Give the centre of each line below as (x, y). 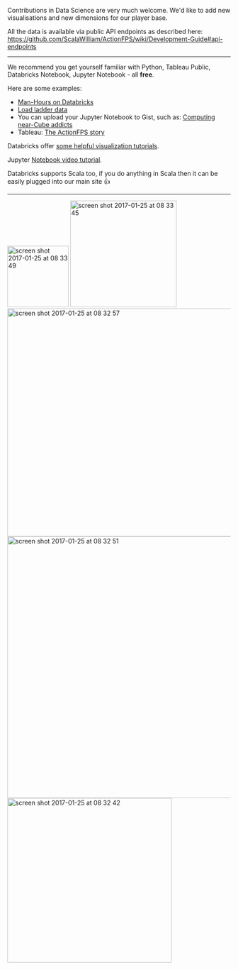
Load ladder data (42, 110)
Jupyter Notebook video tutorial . (55, 160)
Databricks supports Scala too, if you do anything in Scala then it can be (113, 173)
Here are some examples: (45, 88)
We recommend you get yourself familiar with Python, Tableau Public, (109, 67)
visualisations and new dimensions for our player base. (87, 18)
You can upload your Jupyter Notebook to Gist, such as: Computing (116, 117)
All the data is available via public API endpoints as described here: (105, 32)
